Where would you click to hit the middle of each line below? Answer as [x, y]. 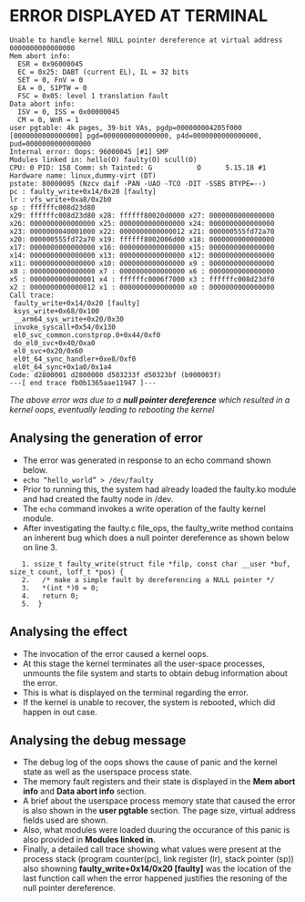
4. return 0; [50, 596]
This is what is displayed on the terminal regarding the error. [135, 692]
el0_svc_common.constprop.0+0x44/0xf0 [87, 335]
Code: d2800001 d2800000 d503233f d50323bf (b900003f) [116, 374]
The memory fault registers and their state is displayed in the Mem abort [159, 782]
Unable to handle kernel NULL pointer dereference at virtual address [146, 40]
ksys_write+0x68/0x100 [56, 311]
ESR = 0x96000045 [51, 64]
